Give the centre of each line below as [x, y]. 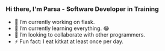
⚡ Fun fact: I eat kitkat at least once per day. [69, 41]
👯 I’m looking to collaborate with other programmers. [80, 35]
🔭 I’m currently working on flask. [54, 22]
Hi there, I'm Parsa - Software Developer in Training [82, 9]
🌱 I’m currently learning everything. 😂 [62, 28]
